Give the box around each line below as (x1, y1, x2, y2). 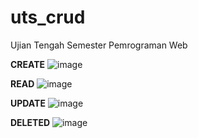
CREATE (10, 58, 46, 70)
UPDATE (10, 97, 46, 109)
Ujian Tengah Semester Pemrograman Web (10, 39, 188, 51)
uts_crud (10, 6, 86, 29)
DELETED (10, 116, 50, 128)
